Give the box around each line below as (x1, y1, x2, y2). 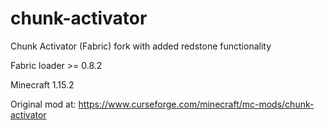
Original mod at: (10, 98, 77, 110)
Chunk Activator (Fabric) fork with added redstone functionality (10, 40, 272, 52)
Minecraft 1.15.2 (10, 78, 75, 91)
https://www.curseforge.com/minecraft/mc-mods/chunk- (78, 98, 315, 110)
